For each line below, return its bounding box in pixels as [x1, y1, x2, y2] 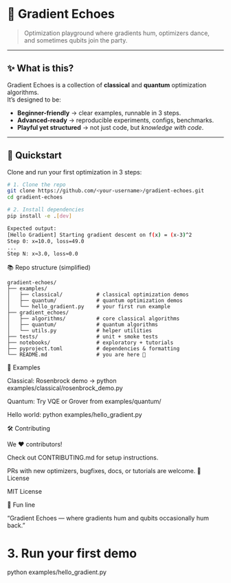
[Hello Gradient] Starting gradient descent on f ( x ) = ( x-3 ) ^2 [7, 231, 192, 238]
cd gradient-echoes [7, 194, 63, 201]
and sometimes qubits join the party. [23, 36, 128, 44]
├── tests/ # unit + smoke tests [7, 333, 158, 341]
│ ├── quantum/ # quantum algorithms [7, 321, 158, 328]
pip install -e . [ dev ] [7, 213, 72, 220]
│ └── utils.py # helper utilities [7, 328, 153, 334]
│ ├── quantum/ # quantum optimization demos [7, 297, 184, 304]
